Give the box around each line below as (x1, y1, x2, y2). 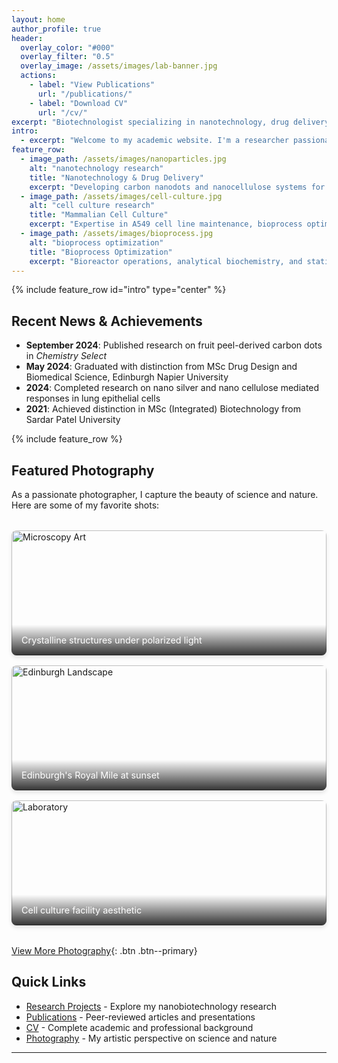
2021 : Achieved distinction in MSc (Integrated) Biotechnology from (25, 403, 301, 415)
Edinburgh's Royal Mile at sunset (21, 769, 160, 781)
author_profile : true (11, 24, 102, 34)
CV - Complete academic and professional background (25, 1021, 254, 1033)
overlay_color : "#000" (20, 42, 115, 53)
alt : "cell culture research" (29, 201, 156, 211)
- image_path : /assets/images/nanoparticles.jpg (20, 154, 227, 164)
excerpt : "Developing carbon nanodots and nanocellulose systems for (29, 182, 326, 192)
